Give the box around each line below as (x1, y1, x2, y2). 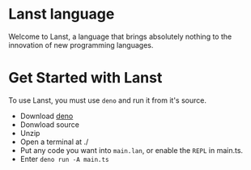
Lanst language (8, 5, 115, 23)
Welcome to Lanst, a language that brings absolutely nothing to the (8, 32, 232, 41)
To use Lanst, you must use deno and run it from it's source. (8, 95, 206, 105)
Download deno (19, 111, 74, 121)
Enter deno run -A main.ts (19, 154, 109, 164)
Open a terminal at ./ (19, 137, 89, 147)
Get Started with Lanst (8, 69, 163, 87)
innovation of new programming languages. (8, 40, 154, 49)
